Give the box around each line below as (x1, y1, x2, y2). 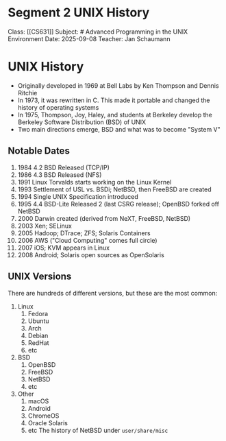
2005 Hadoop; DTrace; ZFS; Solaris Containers (17, 228, 151, 237)
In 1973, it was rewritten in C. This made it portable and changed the (17, 96, 210, 104)
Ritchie (17, 88, 38, 97)
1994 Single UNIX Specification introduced (17, 192, 139, 200)
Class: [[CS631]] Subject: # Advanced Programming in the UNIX (8, 27, 188, 36)
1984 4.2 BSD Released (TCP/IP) (17, 163, 110, 171)
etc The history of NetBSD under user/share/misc (27, 426, 168, 434)
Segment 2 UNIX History (8, 5, 150, 21)
